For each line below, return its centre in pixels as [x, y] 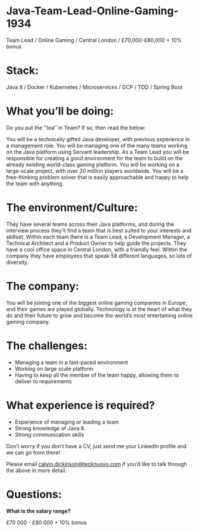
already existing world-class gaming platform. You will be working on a [93, 164]
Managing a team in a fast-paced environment [71, 362]
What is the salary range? [39, 511]
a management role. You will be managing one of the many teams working [97, 145]
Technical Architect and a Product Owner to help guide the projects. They [96, 243]
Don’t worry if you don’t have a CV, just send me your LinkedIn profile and [97, 446]
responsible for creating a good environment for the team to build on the [94, 158]
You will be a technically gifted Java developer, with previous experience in [98, 139]
